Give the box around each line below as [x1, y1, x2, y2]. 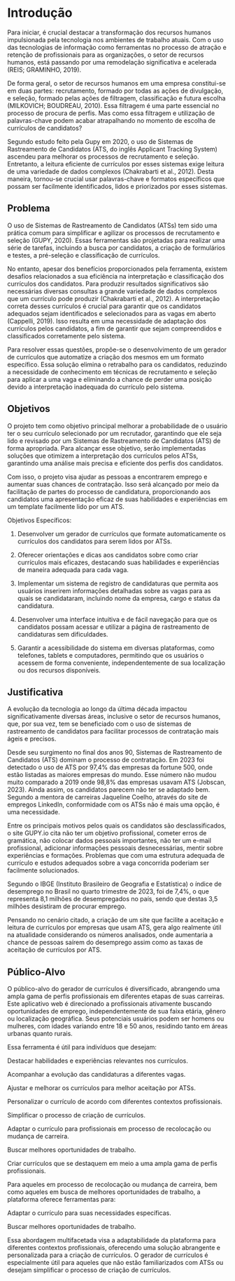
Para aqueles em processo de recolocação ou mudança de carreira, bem [7, 1181, 218, 1189]
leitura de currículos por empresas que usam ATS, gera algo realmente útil [7, 923, 222, 931]
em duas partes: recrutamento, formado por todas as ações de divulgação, [7, 86, 224, 95]
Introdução [7, 5, 73, 21]
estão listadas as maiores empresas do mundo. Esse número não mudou [7, 771, 217, 779]
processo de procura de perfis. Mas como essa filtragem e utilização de [7, 109, 215, 117]
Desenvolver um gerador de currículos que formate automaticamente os [17, 529, 226, 538]
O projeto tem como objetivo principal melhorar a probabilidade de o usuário [7, 421, 228, 430]
